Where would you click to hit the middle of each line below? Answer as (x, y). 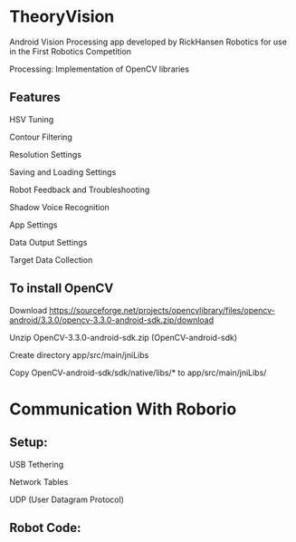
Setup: (29, 443)
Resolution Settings (45, 154)
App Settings (33, 225)
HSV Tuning (32, 119)
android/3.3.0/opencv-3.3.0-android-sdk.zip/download (112, 320)
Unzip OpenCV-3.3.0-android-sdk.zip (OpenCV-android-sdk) (124, 337)
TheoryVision (62, 17)
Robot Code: (45, 527)
